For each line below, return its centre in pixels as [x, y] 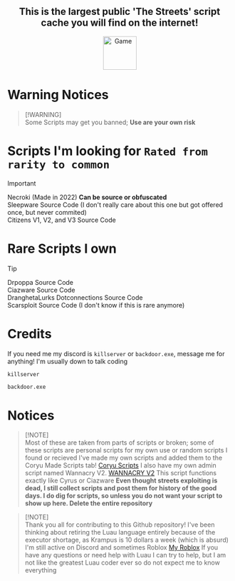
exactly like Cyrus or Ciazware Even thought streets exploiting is [121, 480]
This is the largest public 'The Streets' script [120, 12]
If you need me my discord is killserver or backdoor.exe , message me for [116, 353]
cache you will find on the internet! [120, 23]
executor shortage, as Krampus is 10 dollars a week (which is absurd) [127, 540]
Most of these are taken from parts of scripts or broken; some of [120, 443]
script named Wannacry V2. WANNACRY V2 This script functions [121, 473]
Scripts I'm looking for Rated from [108, 151]
